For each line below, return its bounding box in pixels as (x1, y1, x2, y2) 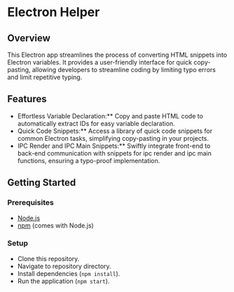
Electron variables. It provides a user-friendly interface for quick (7, 58, 193, 67)
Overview (7, 32, 51, 44)
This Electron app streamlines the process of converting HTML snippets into (7, 50, 228, 59)
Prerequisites (7, 197, 54, 207)
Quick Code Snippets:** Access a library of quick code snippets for (17, 127, 212, 135)
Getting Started (7, 176, 76, 189)
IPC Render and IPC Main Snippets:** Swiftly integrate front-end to (17, 141, 211, 150)
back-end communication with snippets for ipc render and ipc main (17, 148, 212, 158)
